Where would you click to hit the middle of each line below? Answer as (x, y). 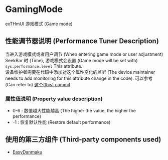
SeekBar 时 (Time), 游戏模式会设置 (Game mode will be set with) (71, 60)
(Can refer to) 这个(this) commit (38, 84)
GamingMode (34, 9)
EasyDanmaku (27, 152)
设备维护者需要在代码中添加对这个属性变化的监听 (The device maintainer (80, 72)
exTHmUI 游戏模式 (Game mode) (39, 24)
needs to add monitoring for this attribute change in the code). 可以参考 (79, 78)
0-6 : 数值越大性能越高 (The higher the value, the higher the (74, 111)
